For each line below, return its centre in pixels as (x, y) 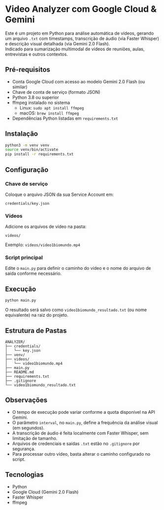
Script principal (24, 257)
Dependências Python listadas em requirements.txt (65, 118)
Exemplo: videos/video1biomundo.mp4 (43, 245)
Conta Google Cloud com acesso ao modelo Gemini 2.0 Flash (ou (79, 81)
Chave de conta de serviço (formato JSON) (56, 92)
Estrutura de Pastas (36, 331)
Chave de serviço (27, 183)
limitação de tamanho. (35, 438)
